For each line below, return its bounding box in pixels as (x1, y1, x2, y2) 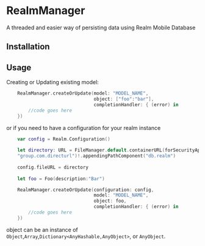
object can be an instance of (6, 226, 78, 233)
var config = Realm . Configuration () (17, 136, 111, 142)
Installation (6, 42, 50, 52)
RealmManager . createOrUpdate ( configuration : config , (17, 187, 154, 193)
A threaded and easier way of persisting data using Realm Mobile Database (6, 24, 196, 31)
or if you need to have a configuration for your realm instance (6, 124, 161, 131)
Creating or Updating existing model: (6, 79, 99, 86)
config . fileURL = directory (17, 164, 88, 170)
